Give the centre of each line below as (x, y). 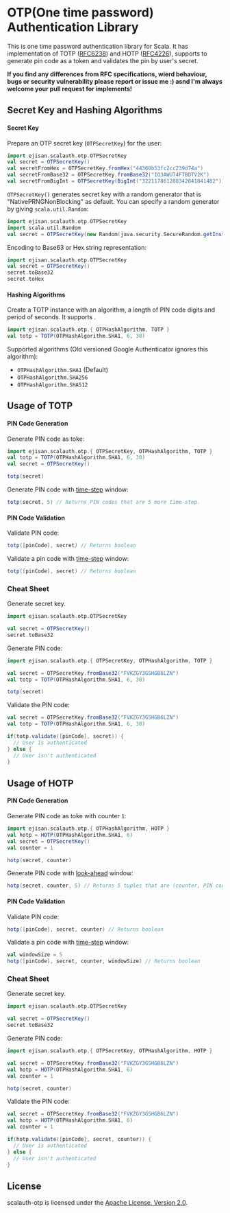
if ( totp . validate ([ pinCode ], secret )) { (66, 737)
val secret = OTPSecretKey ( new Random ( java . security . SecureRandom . (105, 234)
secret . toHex (26, 279)
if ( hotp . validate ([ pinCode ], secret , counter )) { (79, 1140)
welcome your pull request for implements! (69, 89)
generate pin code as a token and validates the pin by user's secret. (103, 60)
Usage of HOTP (40, 783)
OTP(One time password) (80, 13)
